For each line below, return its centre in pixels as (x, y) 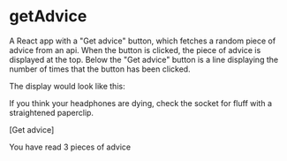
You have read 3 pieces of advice (70, 147)
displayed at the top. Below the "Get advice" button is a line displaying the (144, 59)
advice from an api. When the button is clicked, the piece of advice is (135, 50)
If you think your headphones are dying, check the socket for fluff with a (140, 103)
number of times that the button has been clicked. (100, 69)
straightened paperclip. (52, 112)
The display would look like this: (67, 86)
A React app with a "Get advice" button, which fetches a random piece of (143, 41)
